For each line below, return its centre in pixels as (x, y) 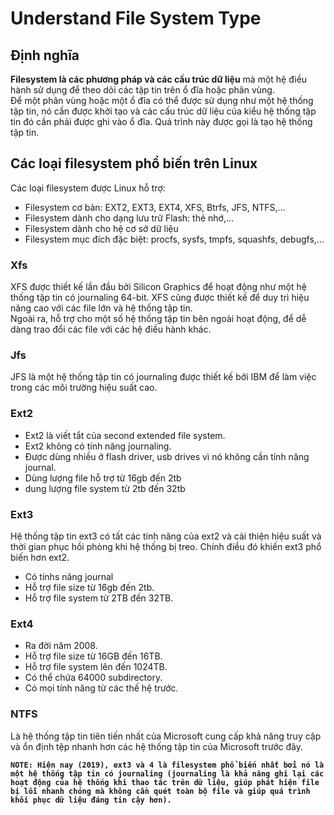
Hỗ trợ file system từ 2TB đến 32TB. (99, 598)
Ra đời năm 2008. (61, 646)
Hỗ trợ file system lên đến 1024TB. (96, 667)
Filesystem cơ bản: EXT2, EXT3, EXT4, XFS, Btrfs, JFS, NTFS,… (155, 207)
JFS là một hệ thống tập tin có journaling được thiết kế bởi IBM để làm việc (163, 377)
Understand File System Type (136, 18)
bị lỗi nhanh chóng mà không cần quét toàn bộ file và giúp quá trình (160, 791)
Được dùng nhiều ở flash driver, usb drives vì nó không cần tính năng (167, 456)
